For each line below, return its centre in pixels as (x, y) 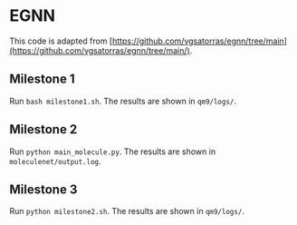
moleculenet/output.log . (55, 161)
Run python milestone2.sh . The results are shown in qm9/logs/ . (127, 211)
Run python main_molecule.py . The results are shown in (112, 152)
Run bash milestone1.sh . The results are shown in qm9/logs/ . (123, 101)
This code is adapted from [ (61, 41)
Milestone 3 (43, 189)
